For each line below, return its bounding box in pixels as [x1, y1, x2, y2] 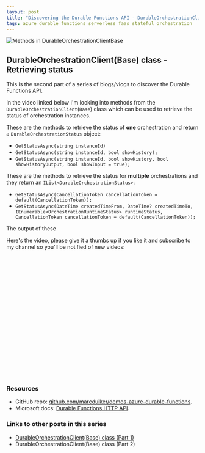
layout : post [6, 9, 40, 15]
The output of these [6, 225, 57, 232]
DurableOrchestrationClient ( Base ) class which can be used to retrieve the [6, 105, 193, 113]
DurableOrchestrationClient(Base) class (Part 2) [15, 440, 135, 447]
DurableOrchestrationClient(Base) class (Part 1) [15, 433, 134, 441]
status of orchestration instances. [6, 112, 91, 119]
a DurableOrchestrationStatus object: [6, 130, 101, 138]
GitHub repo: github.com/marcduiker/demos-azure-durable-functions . [15, 398, 192, 405]
